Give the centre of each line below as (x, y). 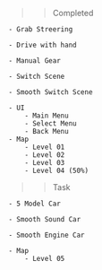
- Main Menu (47, 116)
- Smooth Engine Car (47, 235)
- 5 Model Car (35, 204)
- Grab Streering (41, 30)
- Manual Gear (35, 61)
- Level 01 (45, 147)
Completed (73, 13)
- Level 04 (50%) (57, 170)
